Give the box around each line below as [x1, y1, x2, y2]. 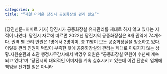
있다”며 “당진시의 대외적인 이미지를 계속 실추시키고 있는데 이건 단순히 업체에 [14, 57, 162, 63]
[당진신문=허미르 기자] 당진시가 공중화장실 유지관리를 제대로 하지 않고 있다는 [5, 26, 154, 32]
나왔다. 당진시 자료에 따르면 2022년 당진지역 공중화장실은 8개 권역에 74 [14, 32, 154, 38]
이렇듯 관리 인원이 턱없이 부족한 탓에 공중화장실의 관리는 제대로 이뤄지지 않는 [5, 45, 155, 51]
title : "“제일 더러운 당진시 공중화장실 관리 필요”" [5, 12, 99, 17]
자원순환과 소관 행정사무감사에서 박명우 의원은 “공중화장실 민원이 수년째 [10, 51, 150, 57]
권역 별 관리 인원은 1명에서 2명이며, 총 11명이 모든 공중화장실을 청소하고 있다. [11, 38, 161, 45]
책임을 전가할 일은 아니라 [5, 63, 53, 70]
